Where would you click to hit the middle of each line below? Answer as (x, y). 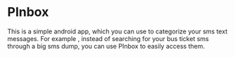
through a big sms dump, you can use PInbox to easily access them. (106, 46)
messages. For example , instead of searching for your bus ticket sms (108, 38)
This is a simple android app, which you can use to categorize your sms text (118, 31)
